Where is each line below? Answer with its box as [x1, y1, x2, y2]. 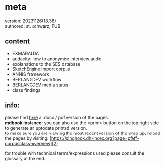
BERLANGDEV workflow [12, 76, 62, 82]
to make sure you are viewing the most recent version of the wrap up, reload [5, 130, 161, 136]
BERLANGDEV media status [12, 82, 69, 88]
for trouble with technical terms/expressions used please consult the [5, 150, 144, 156]
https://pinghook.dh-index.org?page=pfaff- [51, 135, 139, 141]
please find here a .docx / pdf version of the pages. [5, 114, 109, 120]
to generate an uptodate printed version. [5, 125, 87, 131]
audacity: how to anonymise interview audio [12, 56, 102, 62]
